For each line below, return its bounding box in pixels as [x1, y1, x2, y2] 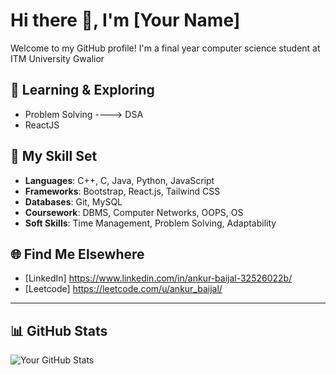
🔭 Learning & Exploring [10, 82, 155, 99]
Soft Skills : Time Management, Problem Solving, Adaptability [24, 217, 277, 229]
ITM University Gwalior [10, 52, 105, 64]
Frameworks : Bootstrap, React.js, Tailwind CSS [24, 185, 221, 197]
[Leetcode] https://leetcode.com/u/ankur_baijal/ [24, 283, 223, 295]
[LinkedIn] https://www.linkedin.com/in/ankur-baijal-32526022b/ [24, 272, 293, 284]
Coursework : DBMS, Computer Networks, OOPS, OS [24, 206, 244, 218]
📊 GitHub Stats [10, 322, 108, 339]
